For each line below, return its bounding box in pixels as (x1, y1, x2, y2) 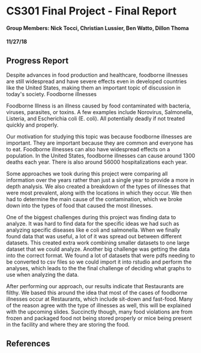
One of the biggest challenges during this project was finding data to (6, 214, 176, 221)
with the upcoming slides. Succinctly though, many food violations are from (6, 308, 193, 316)
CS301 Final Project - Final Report (6, 4, 177, 18)
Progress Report (6, 55, 69, 65)
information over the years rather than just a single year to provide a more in (6, 176, 194, 184)
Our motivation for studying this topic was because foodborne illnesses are (6, 133, 192, 140)
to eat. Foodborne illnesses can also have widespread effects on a (6, 146, 170, 153)
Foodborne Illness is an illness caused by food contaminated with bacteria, (6, 102, 191, 109)
